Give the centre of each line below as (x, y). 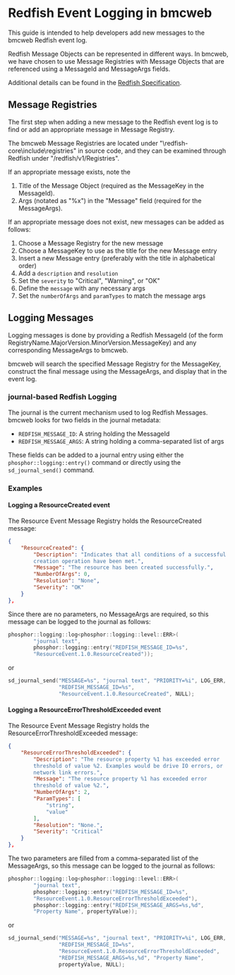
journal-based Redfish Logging (62, 397)
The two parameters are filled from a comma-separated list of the (103, 858)
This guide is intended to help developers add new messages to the (107, 33)
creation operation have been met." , (89, 561)
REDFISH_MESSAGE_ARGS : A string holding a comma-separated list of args (121, 441)
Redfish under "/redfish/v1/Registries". (64, 158)
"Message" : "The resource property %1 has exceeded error (120, 779)
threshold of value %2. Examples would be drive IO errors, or (128, 766)
